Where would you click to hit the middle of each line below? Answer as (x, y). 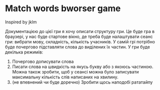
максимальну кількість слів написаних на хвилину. (65, 77)
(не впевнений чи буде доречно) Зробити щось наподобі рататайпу (82, 82)
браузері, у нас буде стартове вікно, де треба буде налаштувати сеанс (79, 36)
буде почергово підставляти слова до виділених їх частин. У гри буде (78, 47)
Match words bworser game (63, 9)
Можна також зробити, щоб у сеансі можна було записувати (75, 72)
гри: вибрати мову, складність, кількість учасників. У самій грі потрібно (80, 41)
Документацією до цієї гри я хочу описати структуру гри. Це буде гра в (80, 31)
